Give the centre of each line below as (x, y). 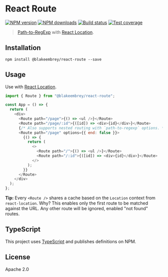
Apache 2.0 (17, 269)
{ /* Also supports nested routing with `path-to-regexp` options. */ (92, 128)
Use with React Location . (31, 87)
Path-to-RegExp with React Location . (55, 32)
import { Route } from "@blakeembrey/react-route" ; (60, 96)
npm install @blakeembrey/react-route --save (53, 59)
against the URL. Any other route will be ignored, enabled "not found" (77, 209)
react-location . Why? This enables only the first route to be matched (77, 203)
